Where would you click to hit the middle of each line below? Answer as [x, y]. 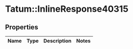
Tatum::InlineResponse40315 [67, 9]
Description [57, 41]
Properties [22, 27]
